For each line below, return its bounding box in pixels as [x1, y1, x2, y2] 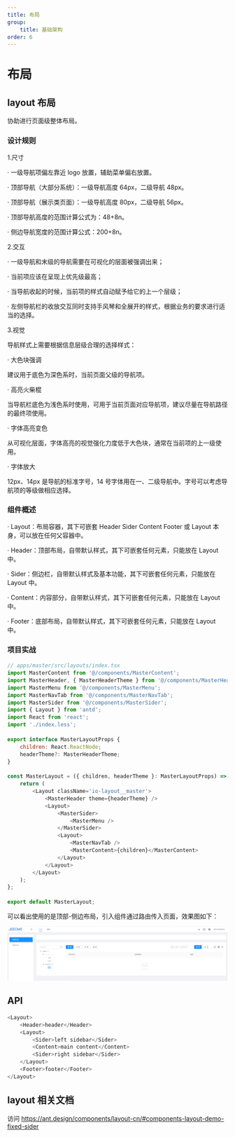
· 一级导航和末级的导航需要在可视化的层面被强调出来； [7, 257, 164, 266]
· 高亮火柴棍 [7, 385, 42, 394]
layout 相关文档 [7, 1094, 75, 1106]
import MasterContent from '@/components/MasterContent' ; [7, 670, 180, 677]
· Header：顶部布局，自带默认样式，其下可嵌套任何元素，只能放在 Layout [7, 546, 219, 554]
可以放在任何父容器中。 [19, 531, 87, 539]
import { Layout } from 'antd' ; [7, 706, 101, 714]
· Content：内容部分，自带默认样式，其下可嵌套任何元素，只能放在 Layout [7, 593, 220, 602]
